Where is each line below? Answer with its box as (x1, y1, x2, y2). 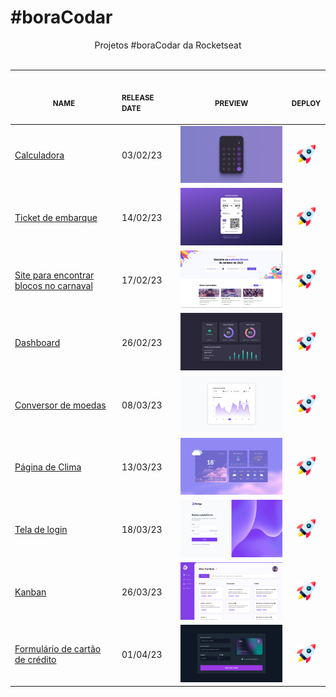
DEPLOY (291, 98, 322, 108)
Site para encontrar (14, 269, 95, 281)
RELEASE (121, 93, 155, 103)
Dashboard (14, 336, 61, 348)
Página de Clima (14, 461, 82, 473)
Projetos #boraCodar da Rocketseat (94, 39, 242, 51)
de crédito (14, 654, 57, 666)
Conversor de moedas (14, 399, 107, 411)
